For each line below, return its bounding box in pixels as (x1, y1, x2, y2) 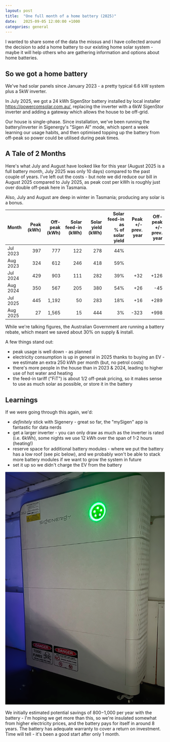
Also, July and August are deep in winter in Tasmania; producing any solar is (5, 194, 165, 200)
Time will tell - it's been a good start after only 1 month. (5, 731, 120, 737)
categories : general (5, 24, 49, 29)
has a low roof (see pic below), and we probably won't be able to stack (12, 451, 161, 458)
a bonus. (5, 199, 24, 205)
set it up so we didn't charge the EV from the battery (12, 462, 122, 468)
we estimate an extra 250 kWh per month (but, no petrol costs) (12, 359, 144, 365)
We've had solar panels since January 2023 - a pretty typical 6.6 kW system (5, 83, 165, 89)
